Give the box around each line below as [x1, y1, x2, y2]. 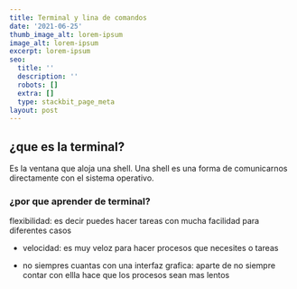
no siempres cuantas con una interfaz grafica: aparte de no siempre [22, 260, 276, 271]
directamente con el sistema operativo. [9, 172, 155, 183]
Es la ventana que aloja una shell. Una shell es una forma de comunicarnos [9, 163, 288, 174]
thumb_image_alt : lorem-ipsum [9, 30, 124, 39]
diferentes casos [9, 225, 72, 236]
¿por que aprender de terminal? [9, 195, 151, 208]
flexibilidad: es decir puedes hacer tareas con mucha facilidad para [9, 216, 260, 227]
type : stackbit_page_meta [17, 97, 116, 107]
